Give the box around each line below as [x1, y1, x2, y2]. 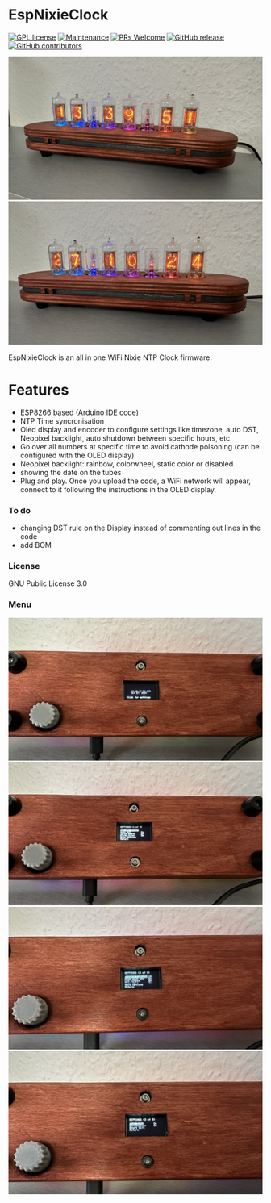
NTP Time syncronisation [19, 416, 105, 425]
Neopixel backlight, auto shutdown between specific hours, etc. [19, 433, 232, 443]
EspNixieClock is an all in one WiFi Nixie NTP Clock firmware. [8, 353, 212, 362]
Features [8, 381, 69, 399]
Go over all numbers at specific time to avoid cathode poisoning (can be [19, 441, 260, 451]
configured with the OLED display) [19, 450, 135, 460]
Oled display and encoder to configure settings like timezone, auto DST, [19, 424, 260, 434]
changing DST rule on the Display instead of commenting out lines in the [19, 523, 261, 533]
